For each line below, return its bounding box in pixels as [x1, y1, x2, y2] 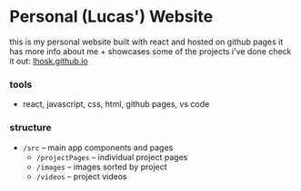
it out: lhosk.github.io [9, 55, 88, 66]
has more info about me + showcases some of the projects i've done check [9, 45, 292, 56]
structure [9, 121, 52, 134]
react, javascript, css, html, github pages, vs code [22, 99, 210, 110]
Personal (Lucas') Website [9, 6, 214, 27]
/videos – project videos [35, 170, 127, 182]
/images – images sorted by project [35, 161, 167, 172]
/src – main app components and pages [22, 142, 174, 153]
